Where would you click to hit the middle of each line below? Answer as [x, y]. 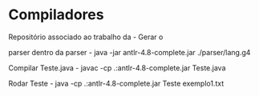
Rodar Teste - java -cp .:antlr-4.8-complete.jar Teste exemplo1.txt [116, 83]
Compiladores [56, 15]
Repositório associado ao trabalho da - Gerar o [86, 37]
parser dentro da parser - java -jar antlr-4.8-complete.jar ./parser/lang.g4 [129, 52]
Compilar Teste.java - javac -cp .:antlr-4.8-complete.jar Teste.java [117, 68]
